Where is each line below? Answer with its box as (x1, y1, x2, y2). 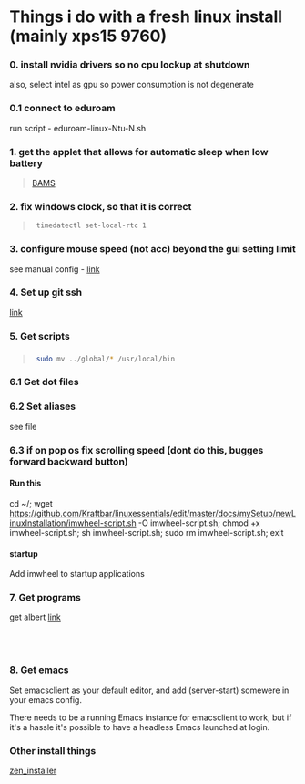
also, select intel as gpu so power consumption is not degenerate (9, 79, 255, 90)
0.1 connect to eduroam (9, 102, 116, 115)
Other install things (9, 744, 97, 757)
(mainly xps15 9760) (9, 26, 168, 47)
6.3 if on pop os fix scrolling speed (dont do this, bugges (9, 444, 264, 456)
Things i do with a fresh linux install (9, 6, 283, 27)
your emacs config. (9, 694, 82, 705)
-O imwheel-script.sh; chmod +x (137, 517, 261, 528)
